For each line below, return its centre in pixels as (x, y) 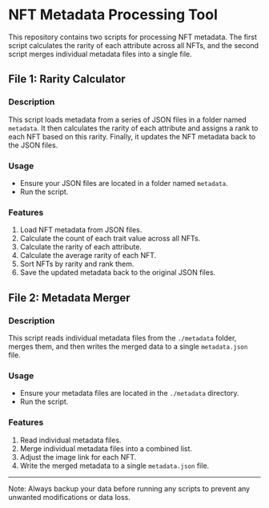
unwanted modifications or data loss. (69, 497)
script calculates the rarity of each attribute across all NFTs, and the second (133, 45)
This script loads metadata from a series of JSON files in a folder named (127, 119)
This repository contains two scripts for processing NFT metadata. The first (133, 37)
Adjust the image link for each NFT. (78, 457)
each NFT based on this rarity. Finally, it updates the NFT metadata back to (132, 136)
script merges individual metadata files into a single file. (100, 54)
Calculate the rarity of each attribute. (81, 247)
